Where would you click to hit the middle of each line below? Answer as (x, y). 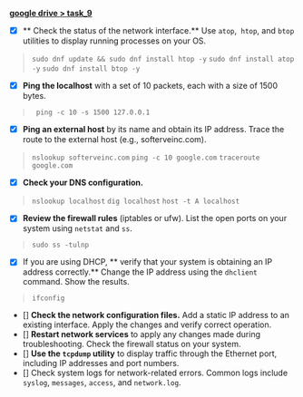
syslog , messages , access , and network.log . (102, 382)
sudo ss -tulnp (60, 245)
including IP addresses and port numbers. (101, 363)
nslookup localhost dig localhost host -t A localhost (136, 202)
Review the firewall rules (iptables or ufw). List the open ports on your (155, 218)
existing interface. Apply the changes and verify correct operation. (147, 324)
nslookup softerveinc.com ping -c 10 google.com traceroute (146, 158)
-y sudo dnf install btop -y (86, 69)
